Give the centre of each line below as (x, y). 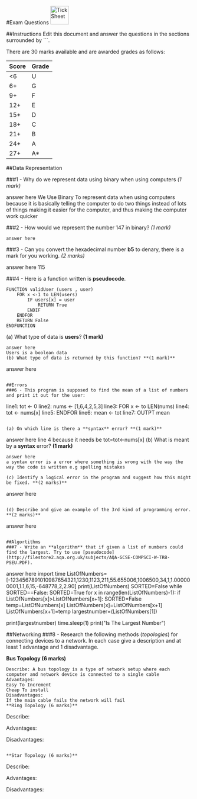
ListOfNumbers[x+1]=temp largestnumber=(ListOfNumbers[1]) (82, 611)
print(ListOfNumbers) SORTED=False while (130, 586)
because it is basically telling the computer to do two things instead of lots (96, 203)
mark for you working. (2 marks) (45, 256)
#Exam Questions (27, 23)
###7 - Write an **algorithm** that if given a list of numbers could (95, 547)
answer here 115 (26, 267)
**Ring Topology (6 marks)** (42, 705)
